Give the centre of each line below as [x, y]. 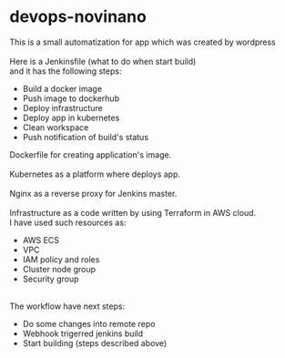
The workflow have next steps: [67, 306]
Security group [51, 279]
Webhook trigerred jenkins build [83, 333]
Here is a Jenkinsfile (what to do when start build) [103, 61]
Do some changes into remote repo [89, 323]
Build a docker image [62, 88]
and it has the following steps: [66, 71]
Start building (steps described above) [95, 343]
